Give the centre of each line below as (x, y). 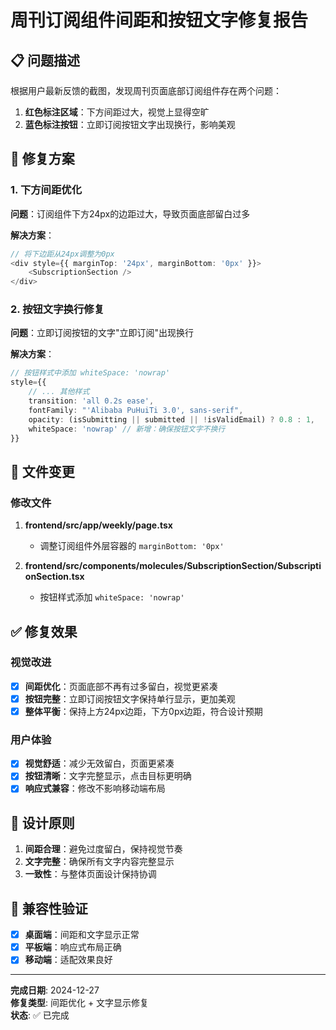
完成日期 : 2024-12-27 (55, 990)
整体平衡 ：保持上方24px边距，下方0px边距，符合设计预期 (143, 711)
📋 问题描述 (45, 60)
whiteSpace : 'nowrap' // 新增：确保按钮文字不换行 (127, 429)
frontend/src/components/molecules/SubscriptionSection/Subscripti (173, 566)
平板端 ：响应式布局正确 (73, 947)
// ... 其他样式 (59, 392)
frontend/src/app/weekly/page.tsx (98, 525)
